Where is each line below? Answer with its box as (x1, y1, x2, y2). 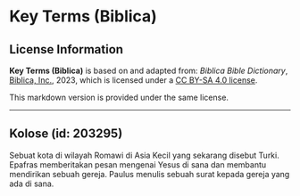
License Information (9, 42, 123, 57)
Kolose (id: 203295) (9, 127, 123, 142)
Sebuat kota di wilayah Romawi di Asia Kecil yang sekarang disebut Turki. (9, 150, 279, 160)
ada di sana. (9, 178, 54, 189)
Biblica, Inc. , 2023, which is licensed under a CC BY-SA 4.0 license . (9, 75, 258, 86)
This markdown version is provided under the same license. (9, 92, 229, 102)
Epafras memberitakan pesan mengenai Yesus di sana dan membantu (9, 159, 267, 170)
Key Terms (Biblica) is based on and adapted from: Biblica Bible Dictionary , (9, 65, 288, 76)
